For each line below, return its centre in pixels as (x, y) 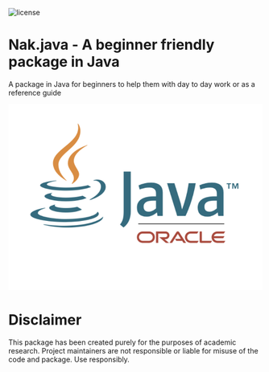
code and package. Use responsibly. (69, 359)
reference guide (35, 92)
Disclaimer (45, 320)
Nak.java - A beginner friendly (112, 45)
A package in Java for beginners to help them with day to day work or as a (132, 84)
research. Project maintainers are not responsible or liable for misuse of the (134, 350)
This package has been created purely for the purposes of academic (122, 342)
